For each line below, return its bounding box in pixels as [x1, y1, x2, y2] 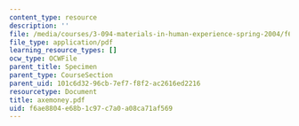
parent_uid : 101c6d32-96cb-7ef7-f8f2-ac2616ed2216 [9, 79, 201, 88]
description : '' [9, 21, 69, 30]
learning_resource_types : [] [9, 46, 117, 55]
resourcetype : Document [9, 87, 98, 96]
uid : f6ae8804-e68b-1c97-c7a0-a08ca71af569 [9, 104, 174, 113]
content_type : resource [9, 12, 98, 22]
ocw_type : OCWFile [9, 54, 77, 63]
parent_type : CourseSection [9, 71, 114, 80]
